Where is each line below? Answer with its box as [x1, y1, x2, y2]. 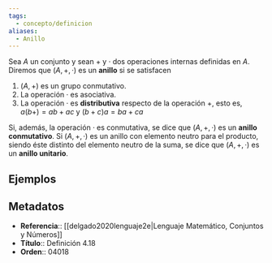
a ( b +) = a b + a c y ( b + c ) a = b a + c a [19, 107, 144, 117]
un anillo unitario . [8, 149, 69, 158]
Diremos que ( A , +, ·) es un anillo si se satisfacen [8, 66, 172, 75]
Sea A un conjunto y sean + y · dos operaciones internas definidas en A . [8, 57, 250, 67]
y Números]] [19, 230, 63, 239]
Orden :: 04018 [19, 247, 69, 257]
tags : [8, 11, 27, 20]
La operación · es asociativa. [19, 90, 116, 100]
